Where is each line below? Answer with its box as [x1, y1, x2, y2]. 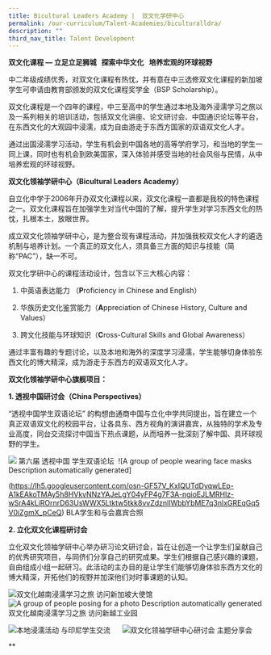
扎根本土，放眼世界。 [22, 214, 94, 224]
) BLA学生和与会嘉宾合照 [61, 508, 144, 518]
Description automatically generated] [8, 465, 131, 475]
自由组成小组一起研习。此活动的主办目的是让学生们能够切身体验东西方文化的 [8, 562, 263, 572]
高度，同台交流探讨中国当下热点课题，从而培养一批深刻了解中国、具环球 [15, 429, 256, 439]
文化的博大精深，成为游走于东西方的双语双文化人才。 [15, 357, 192, 367]
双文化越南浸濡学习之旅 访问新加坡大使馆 [16, 590, 153, 599]
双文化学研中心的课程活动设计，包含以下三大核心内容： [8, 268, 192, 279]
